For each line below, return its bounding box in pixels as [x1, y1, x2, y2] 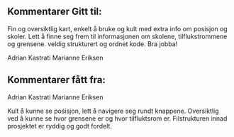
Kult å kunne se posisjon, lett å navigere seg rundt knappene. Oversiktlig [7, 106, 219, 115]
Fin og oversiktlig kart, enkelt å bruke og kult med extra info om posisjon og [7, 24, 228, 33]
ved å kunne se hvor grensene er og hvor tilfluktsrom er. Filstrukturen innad [7, 114, 228, 123]
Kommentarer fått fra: [7, 74, 106, 86]
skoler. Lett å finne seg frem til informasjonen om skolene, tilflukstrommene [7, 32, 228, 40]
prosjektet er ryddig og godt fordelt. [7, 121, 112, 130]
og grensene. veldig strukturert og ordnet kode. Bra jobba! [7, 39, 178, 48]
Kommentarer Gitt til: [7, 6, 102, 18]
